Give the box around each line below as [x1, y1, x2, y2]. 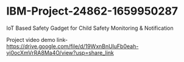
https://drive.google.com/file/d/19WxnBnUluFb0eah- [6, 43, 139, 50]
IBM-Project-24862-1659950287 [6, 4, 179, 18]
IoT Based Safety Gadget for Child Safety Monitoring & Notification [6, 24, 174, 32]
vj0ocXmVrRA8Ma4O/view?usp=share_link [6, 49, 115, 56]
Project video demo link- [6, 36, 68, 43]
